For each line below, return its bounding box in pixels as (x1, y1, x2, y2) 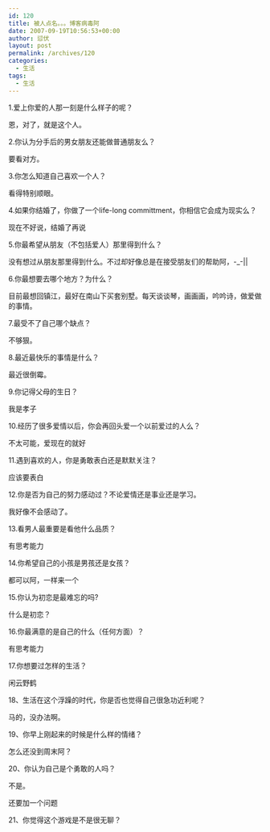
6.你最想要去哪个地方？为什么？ (8, 273, 114, 283)
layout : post (8, 42, 52, 50)
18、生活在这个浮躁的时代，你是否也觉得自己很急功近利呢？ (8, 695, 207, 705)
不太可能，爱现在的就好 (8, 438, 86, 447)
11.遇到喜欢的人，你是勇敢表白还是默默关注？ (8, 455, 157, 464)
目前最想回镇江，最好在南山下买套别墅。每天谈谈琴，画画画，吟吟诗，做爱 (8, 291, 255, 301)
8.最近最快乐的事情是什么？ (8, 352, 100, 362)
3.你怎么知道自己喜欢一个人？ (8, 171, 107, 181)
